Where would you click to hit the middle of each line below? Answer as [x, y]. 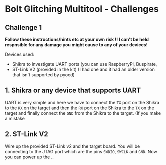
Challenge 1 [24, 28]
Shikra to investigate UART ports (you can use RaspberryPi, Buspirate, [85, 64]
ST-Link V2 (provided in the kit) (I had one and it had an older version [83, 69]
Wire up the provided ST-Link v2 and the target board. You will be [73, 146]
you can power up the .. [29, 157]
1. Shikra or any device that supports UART [73, 91]
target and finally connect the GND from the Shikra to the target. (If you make [83, 113]
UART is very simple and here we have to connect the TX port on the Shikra [82, 102]
